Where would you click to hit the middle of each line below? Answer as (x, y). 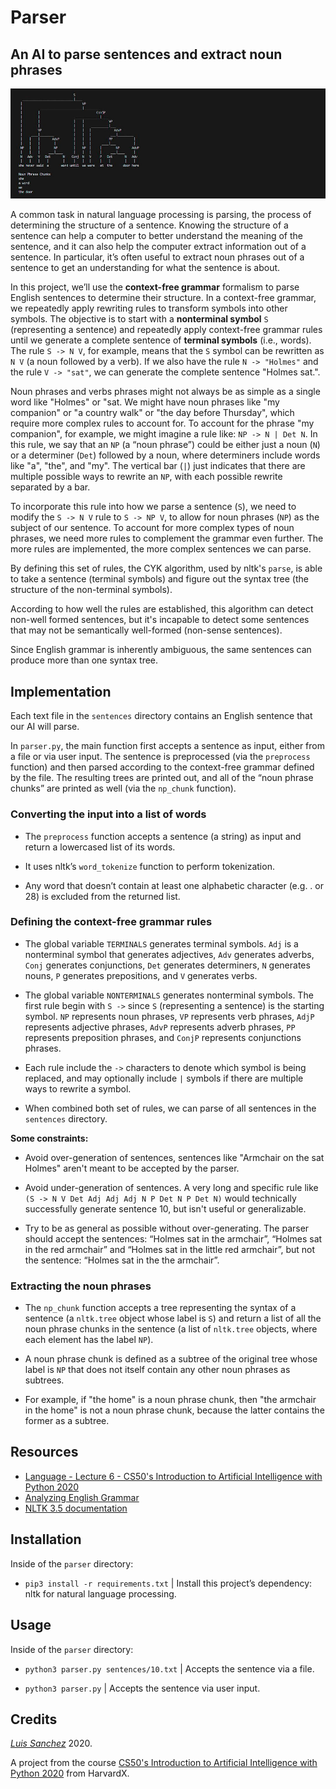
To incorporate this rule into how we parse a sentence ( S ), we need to (153, 507)
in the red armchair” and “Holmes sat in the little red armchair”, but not (170, 1249)
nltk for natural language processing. (100, 1593)
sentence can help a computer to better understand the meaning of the (156, 236)
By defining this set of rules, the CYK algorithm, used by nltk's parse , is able (166, 568)
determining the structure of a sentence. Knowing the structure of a (149, 225)
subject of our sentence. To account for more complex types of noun (152, 528)
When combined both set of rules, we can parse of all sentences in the (170, 1108)
